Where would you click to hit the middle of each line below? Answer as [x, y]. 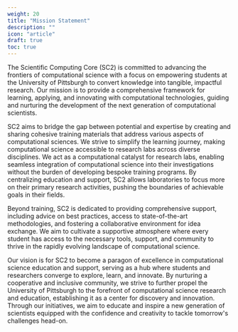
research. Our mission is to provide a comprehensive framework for [106, 90]
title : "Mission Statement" [49, 21]
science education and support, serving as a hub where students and [109, 268]
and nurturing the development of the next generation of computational [112, 105]
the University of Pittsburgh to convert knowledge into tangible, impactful [115, 82]
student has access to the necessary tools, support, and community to [111, 239]
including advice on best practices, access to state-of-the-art [98, 216]
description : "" [31, 27]
